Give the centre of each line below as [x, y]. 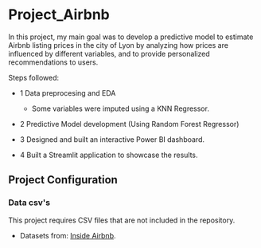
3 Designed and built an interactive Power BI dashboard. [112, 139]
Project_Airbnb [59, 15]
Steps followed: [34, 77]
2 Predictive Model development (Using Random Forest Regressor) [129, 124]
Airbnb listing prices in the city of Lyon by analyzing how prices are [119, 45]
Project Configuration [63, 180]
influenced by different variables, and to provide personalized [109, 53]
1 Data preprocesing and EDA [68, 93]
